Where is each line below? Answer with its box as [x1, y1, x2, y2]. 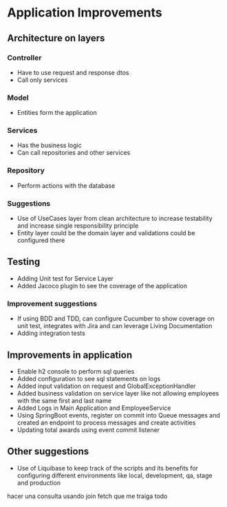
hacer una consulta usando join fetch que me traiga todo [7, 492, 168, 500]
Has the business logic [17, 141, 82, 149]
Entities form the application [17, 109, 98, 117]
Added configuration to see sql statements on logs [17, 374, 161, 382]
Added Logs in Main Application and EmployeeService [17, 404, 171, 412]
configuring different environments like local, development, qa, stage [17, 471, 213, 479]
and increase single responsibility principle [17, 222, 139, 230]
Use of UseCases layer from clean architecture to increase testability [17, 215, 213, 223]
